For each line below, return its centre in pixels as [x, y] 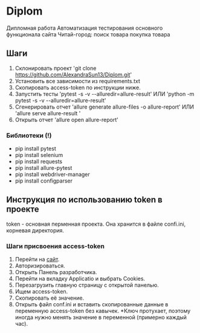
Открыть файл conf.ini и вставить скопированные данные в [92, 304]
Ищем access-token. [41, 292]
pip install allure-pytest [44, 168]
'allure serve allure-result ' [48, 113]
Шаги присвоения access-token [55, 246]
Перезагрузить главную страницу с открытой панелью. [87, 285]
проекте [23, 210]
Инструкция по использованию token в [85, 200]
